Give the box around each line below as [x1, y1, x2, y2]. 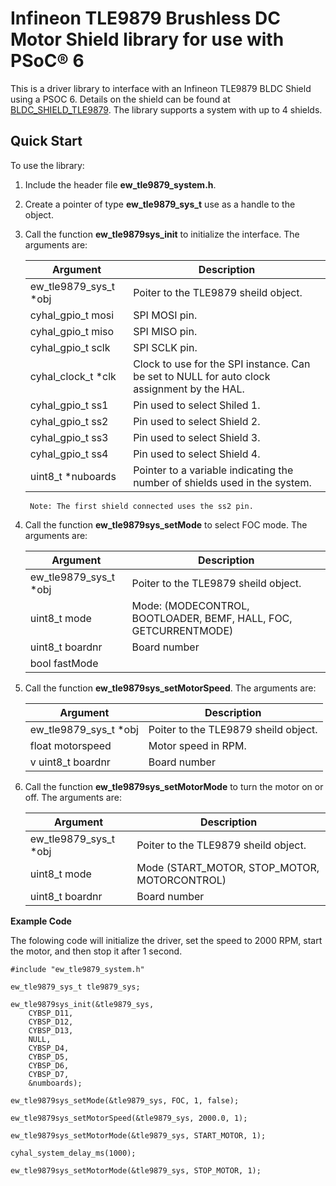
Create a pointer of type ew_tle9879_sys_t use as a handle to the [24, 198, 296, 210]
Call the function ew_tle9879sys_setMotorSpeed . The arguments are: [24, 682, 317, 694]
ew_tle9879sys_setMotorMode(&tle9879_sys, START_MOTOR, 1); [10, 1130, 267, 1141]
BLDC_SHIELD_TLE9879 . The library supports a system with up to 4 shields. [10, 103, 323, 116]
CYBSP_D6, [28, 1060, 70, 1071]
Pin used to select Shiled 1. [133, 398, 261, 412]
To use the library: [10, 159, 85, 171]
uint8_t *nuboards [29, 469, 117, 483]
